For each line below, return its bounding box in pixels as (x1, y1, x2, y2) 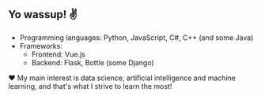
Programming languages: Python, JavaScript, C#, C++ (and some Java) (19, 32, 254, 42)
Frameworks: (19, 41, 63, 50)
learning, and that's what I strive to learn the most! (8, 81, 172, 90)
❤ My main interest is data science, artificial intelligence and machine (8, 73, 236, 82)
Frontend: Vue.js (31, 49, 85, 59)
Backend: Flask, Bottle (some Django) (31, 57, 154, 67)
